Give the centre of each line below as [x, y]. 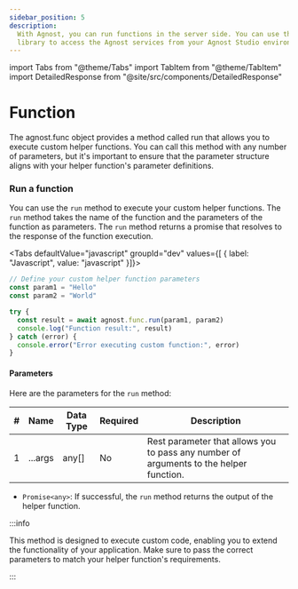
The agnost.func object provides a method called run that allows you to [140, 138]
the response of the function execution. [81, 236]
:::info [20, 523]
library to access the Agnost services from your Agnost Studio [138, 42]
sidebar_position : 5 [47, 17]
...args [41, 458]
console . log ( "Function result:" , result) [95, 328]
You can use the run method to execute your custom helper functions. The [145, 208]
